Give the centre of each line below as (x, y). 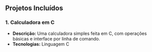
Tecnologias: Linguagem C (41, 44)
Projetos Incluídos (34, 8)
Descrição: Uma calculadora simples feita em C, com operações (80, 33)
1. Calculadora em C (30, 22)
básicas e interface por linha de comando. (56, 38)
